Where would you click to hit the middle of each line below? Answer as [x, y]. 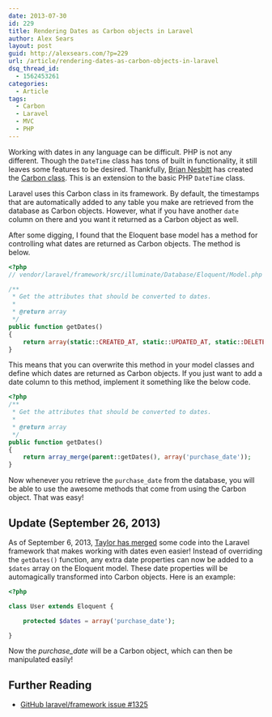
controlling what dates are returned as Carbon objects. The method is [125, 243]
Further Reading [50, 685]
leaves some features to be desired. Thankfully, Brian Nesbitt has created [131, 169]
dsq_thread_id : [34, 69]
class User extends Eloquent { [61, 606]
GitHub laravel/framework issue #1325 [84, 705]
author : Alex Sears [41, 38]
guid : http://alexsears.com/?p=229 [68, 53]
